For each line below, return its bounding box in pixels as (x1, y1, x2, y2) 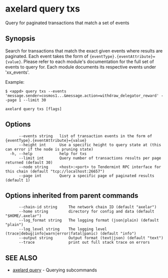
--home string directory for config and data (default (18, 209, 155, 214)
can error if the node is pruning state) (5, 147, 94, 152)
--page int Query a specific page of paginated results (18, 173, 155, 178)
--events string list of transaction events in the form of (18, 133, 152, 139)
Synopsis (5, 34, 35, 43)
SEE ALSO (5, 253, 38, 262)
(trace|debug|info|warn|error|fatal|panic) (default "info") (5, 231, 137, 236)
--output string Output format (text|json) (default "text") (18, 236, 164, 241)
